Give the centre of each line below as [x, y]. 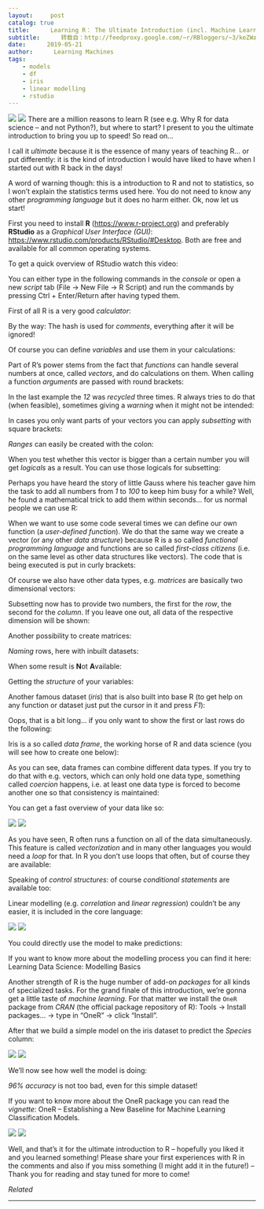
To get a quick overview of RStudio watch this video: [93, 264]
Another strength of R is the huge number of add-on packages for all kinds [129, 982]
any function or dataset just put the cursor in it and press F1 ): [107, 706]
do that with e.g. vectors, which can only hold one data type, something [125, 776]
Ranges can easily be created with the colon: [81, 444]
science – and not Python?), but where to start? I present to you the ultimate [131, 127]
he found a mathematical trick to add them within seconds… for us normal [128, 499]
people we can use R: [43, 508]
